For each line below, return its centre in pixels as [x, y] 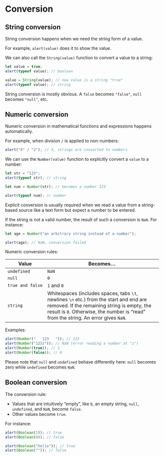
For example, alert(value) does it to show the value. [58, 48]
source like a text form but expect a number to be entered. [77, 210]
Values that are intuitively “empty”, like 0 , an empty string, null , [75, 404]
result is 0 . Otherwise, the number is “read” [96, 312]
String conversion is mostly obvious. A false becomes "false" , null [73, 94]
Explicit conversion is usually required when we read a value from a [73, 205]
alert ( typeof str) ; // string [36, 178]
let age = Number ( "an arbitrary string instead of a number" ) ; [71, 234]
